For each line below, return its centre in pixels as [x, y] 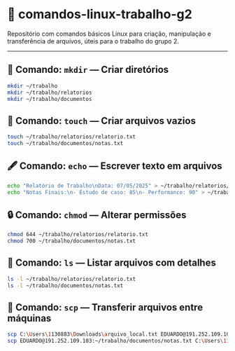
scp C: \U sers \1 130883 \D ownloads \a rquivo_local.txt [83, 335]
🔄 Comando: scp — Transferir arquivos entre [105, 308]
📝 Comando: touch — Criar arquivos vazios [101, 121]
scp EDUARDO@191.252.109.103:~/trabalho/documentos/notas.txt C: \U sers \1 [117, 341]
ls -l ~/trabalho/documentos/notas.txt [65, 285]
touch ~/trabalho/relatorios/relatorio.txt [72, 137]
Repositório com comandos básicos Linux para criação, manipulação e [109, 34]
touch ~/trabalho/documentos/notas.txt [65, 144]
